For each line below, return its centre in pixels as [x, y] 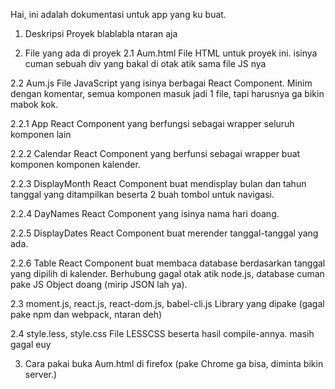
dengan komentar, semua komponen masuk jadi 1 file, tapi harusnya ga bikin [167, 93]
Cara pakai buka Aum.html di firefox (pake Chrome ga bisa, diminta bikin [174, 363]
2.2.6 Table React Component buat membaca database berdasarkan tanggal [168, 263]
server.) [41, 374]
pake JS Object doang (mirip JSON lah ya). [99, 284]
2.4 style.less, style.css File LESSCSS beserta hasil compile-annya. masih [162, 333]
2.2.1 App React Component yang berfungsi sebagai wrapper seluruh [152, 123]
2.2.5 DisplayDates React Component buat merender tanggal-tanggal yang [164, 233]
